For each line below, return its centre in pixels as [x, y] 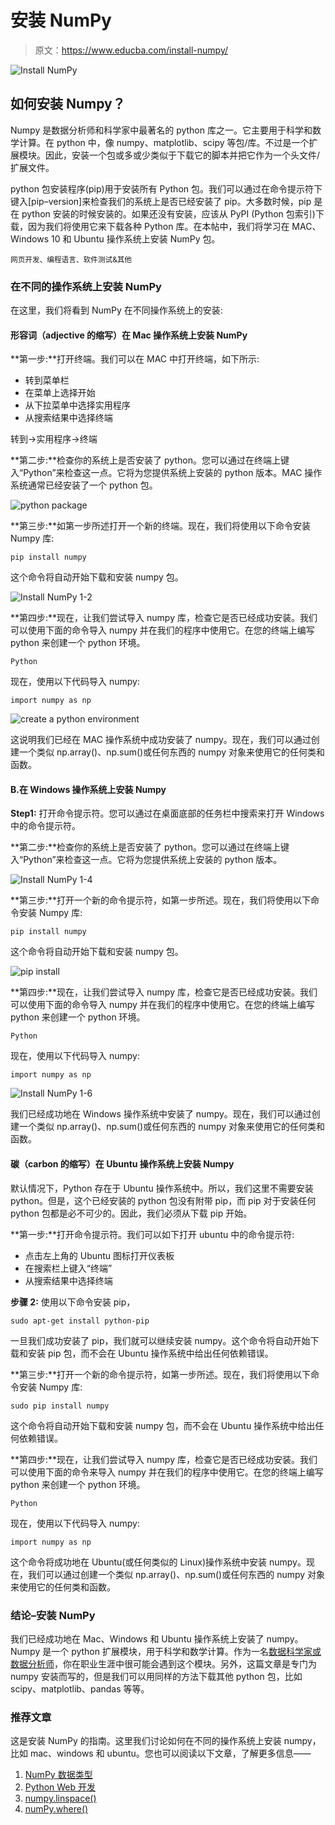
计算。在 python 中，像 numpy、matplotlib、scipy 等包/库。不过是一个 [164, 142]
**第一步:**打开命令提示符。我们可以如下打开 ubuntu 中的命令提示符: [152, 1234]
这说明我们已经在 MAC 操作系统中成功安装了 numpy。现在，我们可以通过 [161, 740]
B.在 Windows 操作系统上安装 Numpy [88, 789]
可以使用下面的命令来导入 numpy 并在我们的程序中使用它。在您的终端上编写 [167, 1472]
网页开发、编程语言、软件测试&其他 [71, 259]
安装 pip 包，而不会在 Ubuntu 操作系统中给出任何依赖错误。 [150, 1353]
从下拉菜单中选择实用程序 [77, 405]
